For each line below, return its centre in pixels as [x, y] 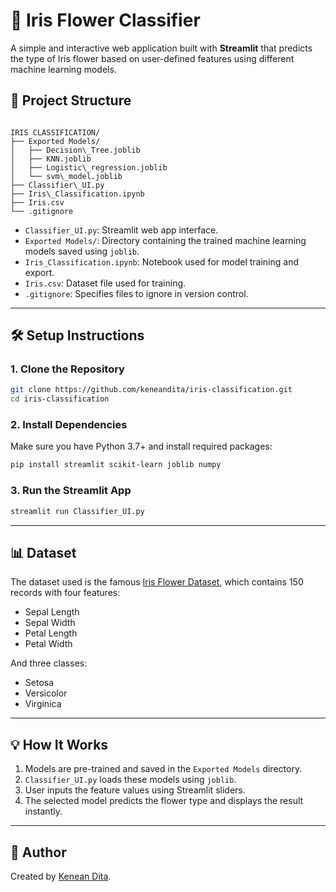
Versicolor [46, 693]
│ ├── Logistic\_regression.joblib [89, 167]
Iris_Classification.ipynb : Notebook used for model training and [161, 261]
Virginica [43, 704]
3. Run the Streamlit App [71, 491]
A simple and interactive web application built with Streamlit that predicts [161, 48]
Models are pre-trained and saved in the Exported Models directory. [163, 769]
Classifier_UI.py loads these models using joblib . [130, 780]
